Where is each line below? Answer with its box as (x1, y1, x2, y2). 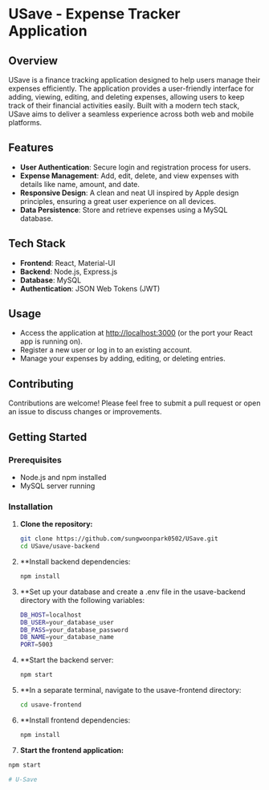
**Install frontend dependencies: (19, 715, 131, 725)
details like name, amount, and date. (19, 179, 141, 189)
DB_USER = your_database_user (19, 618, 114, 626)
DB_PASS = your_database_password (19, 625, 128, 634)
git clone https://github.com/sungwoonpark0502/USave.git (19, 535, 218, 543)
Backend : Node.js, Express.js (19, 267, 118, 276)
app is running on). (19, 336, 83, 346)
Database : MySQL (19, 275, 82, 285)
